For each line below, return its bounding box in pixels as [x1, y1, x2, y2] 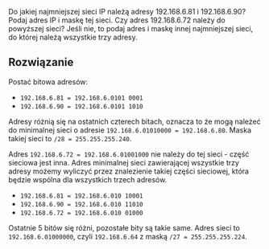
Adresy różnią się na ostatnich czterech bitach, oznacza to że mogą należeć [8, 116, 261, 126]
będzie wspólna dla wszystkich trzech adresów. [8, 174, 168, 184]
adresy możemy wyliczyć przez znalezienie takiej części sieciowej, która [8, 166, 250, 176]
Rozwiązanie [8, 55, 74, 69]
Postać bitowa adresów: [8, 76, 89, 87]
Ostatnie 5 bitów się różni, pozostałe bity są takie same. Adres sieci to [8, 222, 240, 232]
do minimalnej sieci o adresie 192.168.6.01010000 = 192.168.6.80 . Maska [8, 124, 252, 135]
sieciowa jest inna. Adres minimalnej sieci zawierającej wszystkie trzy [8, 157, 240, 167]
